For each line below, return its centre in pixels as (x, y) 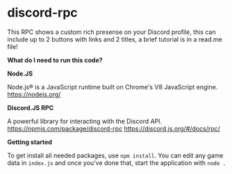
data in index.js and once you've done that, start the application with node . (117, 163)
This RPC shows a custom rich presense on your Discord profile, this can (112, 32)
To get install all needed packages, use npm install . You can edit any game (115, 155)
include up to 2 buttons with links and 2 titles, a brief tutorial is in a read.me (115, 39)
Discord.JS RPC (31, 107)
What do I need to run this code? (55, 60)
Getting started (30, 142)
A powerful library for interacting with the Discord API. (85, 121)
